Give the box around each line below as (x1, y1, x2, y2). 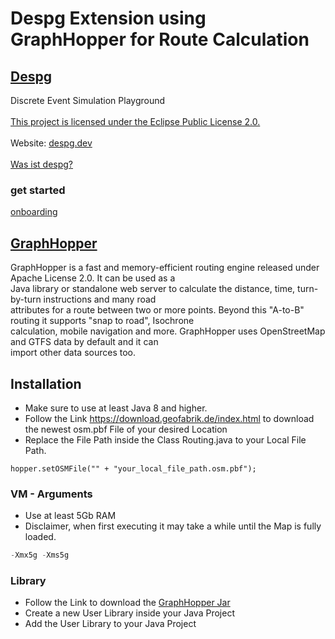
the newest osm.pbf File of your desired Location (24, 423, 228, 435)
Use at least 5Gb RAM (24, 510, 117, 522)
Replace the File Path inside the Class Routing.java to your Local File (24, 433, 307, 446)
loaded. (24, 531, 57, 543)
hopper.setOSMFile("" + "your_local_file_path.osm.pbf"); (10, 463, 257, 474)
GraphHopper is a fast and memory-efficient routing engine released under (10, 262, 320, 274)
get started (10, 183, 66, 197)
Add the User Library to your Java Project (24, 618, 197, 630)
